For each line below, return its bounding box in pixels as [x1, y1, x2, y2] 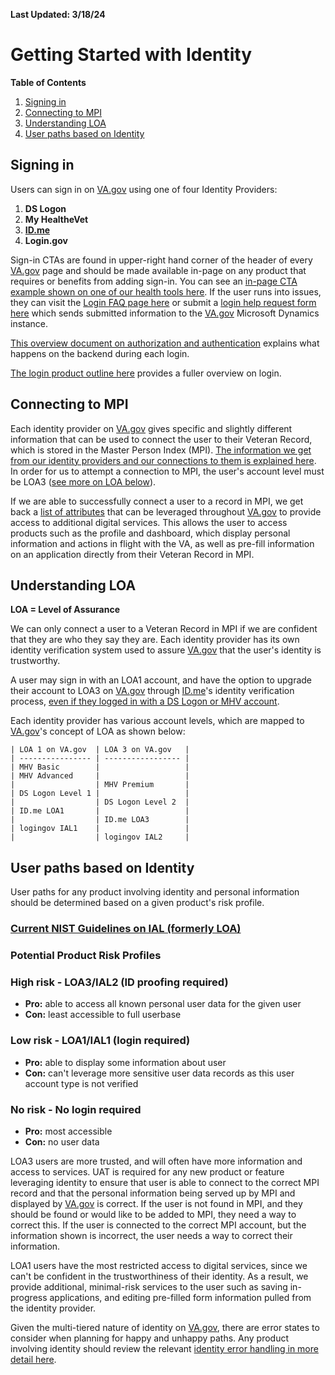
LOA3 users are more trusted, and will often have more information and [10, 1155, 303, 1167]
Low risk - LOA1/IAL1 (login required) [10, 1034, 191, 1048]
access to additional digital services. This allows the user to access [10, 516, 288, 528]
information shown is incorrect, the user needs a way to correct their [10, 1229, 293, 1241]
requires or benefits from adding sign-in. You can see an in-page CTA [10, 275, 298, 287]
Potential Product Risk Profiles [10, 949, 162, 963]
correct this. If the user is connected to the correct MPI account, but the [10, 1219, 307, 1231]
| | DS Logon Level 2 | [10, 797, 190, 808]
